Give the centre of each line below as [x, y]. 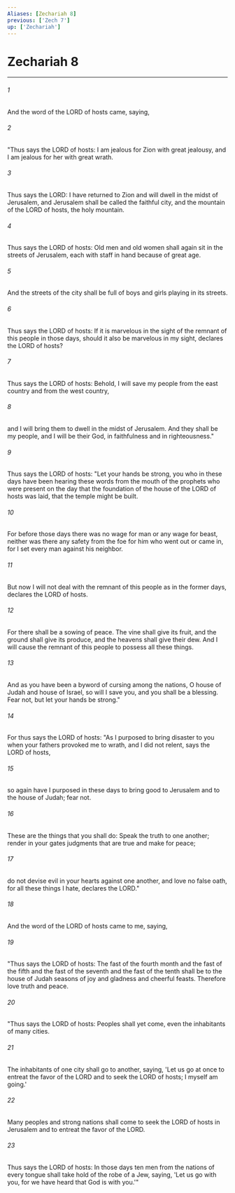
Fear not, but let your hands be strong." [64, 700]
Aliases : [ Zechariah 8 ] [42, 14]
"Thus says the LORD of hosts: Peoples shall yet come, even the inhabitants [116, 1024]
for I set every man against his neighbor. [65, 549]
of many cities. [29, 1032]
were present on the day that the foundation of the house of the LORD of [112, 489]
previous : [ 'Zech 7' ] [39, 20]
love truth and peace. [38, 986]
